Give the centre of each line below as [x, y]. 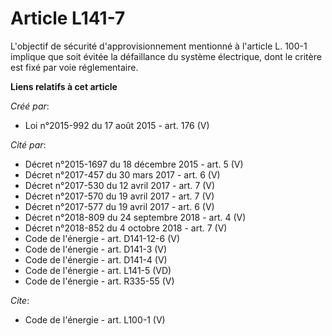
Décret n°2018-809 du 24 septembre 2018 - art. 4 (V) [135, 217]
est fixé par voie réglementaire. [74, 67]
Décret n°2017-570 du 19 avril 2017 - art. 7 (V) [119, 196]
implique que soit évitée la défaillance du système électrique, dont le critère [166, 56]
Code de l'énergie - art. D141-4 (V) [96, 259]
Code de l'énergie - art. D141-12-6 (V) [102, 238]
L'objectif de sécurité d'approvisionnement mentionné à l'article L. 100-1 [159, 46]
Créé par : [30, 106]
